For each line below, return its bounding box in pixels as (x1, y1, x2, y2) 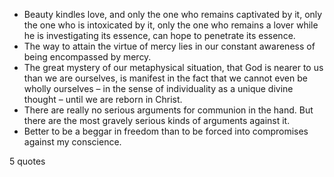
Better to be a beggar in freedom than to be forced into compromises (23, 125, 309, 137)
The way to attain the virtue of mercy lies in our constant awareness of (23, 40, 316, 52)
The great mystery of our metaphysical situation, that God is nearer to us (23, 62, 324, 73)
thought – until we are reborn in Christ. (23, 94, 183, 105)
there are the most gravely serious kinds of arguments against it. (23, 115, 291, 126)
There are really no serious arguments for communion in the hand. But (23, 104, 314, 116)
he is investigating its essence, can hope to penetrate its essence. (23, 30, 296, 41)
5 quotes (9, 155, 46, 167)
